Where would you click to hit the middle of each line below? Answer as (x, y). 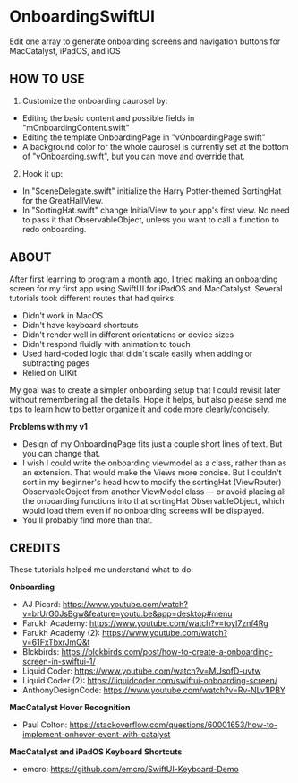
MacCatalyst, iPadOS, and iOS (65, 50)
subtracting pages (56, 363)
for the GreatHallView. (63, 200)
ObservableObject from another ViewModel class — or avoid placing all (154, 492)
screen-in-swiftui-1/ (59, 662)
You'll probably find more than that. (87, 520)
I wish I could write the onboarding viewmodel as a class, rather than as (154, 463)
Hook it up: (43, 173)
